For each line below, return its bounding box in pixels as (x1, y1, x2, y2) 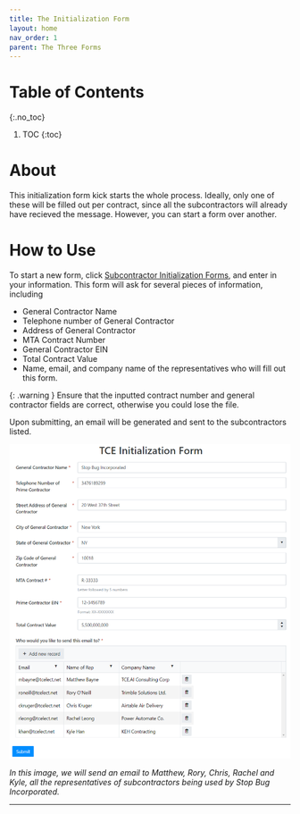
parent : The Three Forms (9, 43, 102, 52)
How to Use (9, 240, 96, 261)
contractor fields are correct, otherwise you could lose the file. (9, 399, 239, 410)
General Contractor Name (21, 306, 118, 317)
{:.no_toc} (9, 112, 46, 122)
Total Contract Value (21, 354, 98, 365)
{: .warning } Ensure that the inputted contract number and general (9, 390, 255, 401)
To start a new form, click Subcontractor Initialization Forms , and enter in (9, 270, 278, 281)
